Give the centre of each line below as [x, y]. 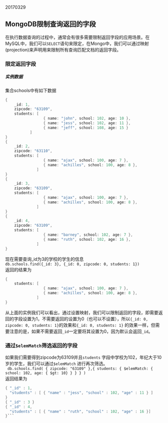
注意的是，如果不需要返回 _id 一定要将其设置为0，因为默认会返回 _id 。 [81, 331]
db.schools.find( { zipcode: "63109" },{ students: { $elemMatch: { [80, 369]
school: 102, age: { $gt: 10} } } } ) [45, 373]
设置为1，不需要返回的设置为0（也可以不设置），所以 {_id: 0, [85, 319]
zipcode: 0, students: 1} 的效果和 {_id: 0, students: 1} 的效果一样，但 [80, 325]
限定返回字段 [21, 64]
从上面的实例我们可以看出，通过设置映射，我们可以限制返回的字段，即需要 [82, 312]
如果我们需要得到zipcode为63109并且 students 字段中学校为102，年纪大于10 [83, 357]
